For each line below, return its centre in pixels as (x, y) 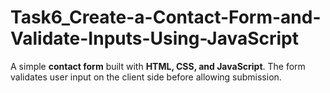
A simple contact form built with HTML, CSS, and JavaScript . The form (158, 66)
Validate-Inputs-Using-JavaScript (155, 38)
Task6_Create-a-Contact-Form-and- (166, 17)
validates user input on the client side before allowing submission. (146, 77)
